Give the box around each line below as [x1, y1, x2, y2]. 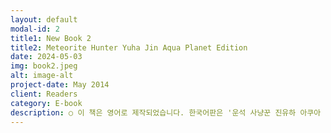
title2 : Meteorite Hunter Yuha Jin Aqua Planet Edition [10, 42, 248, 53]
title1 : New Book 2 [10, 33, 92, 43]
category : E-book [10, 98, 83, 108]
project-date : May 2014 [10, 80, 110, 90]
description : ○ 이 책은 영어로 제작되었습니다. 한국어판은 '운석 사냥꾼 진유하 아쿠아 [10, 107, 322, 118]
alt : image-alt [10, 71, 74, 81]
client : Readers [10, 89, 78, 99]
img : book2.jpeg [10, 61, 78, 71]
